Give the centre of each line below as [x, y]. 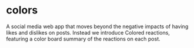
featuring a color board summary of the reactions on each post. [83, 39]
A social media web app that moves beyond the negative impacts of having [97, 26]
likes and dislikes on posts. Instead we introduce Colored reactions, [88, 32]
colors [22, 10]
